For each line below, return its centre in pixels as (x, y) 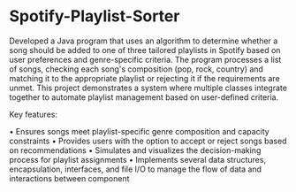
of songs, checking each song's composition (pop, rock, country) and (136, 69)
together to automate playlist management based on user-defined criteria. (144, 97)
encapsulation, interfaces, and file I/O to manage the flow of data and (136, 169)
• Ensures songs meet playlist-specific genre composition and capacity (139, 131)
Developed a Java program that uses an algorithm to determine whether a (144, 41)
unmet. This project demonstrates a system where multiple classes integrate (148, 88)
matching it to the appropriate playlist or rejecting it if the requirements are (144, 78)
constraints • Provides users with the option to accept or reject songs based (148, 141)
